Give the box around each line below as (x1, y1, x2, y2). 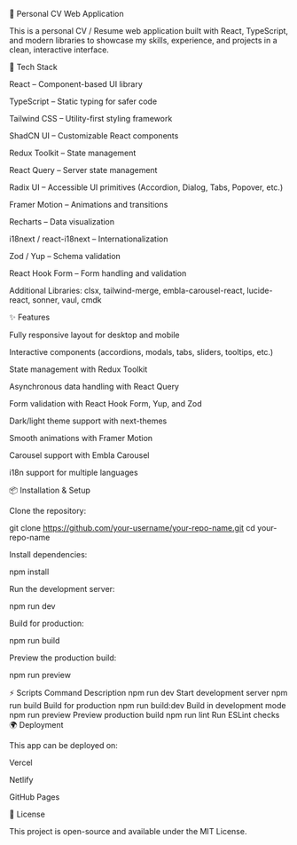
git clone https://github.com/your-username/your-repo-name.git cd (9, 523, 255, 533)
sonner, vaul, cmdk (32, 295, 102, 305)
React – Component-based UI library (9, 79, 144, 89)
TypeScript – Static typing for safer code (9, 96, 158, 107)
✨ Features (9, 312, 51, 322)
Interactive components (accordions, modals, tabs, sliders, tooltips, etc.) (9, 347, 274, 357)
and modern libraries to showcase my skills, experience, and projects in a (9, 36, 277, 45)
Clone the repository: (9, 506, 87, 516)
